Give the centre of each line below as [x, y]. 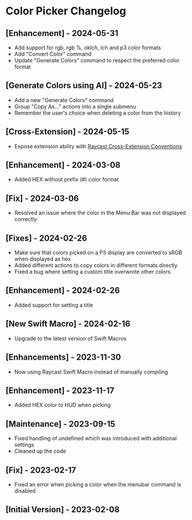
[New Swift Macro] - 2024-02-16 [68, 324]
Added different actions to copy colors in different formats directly [96, 265]
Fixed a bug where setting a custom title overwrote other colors [92, 272]
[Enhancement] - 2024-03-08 [63, 165]
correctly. [26, 219]
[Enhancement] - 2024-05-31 [62, 33]
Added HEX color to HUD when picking [63, 405]
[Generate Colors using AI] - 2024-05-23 [84, 86]
